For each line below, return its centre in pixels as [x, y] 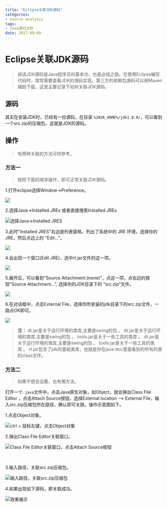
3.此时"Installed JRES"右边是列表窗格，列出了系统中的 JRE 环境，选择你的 [82, 231]
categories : [17, 15]
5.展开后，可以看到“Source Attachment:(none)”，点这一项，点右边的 [76, 278]
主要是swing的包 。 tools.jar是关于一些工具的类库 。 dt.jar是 [98, 336]
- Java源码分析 [19, 29]
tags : [11, 24]
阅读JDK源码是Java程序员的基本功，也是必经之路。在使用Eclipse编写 [88, 74]
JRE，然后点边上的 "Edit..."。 [35, 238]
